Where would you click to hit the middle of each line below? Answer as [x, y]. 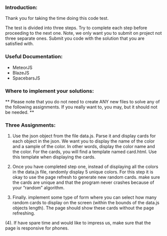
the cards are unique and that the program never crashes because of [83, 182]
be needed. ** [20, 112]
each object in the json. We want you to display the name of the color [83, 141]
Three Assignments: [30, 125]
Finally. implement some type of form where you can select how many [84, 197]
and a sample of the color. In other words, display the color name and [84, 147]
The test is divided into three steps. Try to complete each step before [76, 28]
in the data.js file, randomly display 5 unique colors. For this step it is [83, 172]
